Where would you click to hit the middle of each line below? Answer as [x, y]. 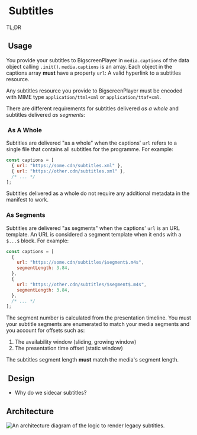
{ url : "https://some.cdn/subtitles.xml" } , [67, 165]
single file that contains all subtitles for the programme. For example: [90, 149]
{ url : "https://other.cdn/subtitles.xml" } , [69, 171]
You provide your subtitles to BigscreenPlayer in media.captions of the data [98, 60]
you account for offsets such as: [46, 331]
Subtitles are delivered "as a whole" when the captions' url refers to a [92, 143]
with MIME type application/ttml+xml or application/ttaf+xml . [84, 97]
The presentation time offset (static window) [69, 348]
